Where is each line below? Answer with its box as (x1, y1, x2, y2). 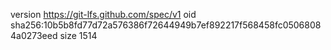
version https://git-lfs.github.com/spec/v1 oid (10, 9, 197, 20)
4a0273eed (10, 30, 58, 41)
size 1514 (59, 30, 98, 41)
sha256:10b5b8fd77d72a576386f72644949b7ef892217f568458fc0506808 (10, 19, 322, 31)
